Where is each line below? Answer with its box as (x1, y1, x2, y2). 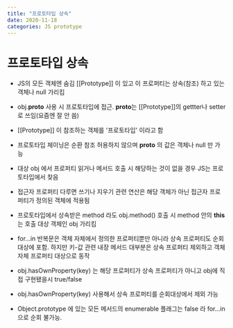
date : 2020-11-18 (7, 17, 58, 24)
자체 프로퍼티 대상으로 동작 (17, 252, 90, 260)
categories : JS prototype (7, 23, 82, 30)
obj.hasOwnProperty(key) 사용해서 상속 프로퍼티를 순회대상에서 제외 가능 (17, 290, 218, 298)
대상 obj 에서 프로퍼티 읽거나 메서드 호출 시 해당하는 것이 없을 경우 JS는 (17, 164, 212, 173)
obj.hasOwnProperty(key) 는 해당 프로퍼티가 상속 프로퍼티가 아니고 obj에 (17, 266, 218, 275)
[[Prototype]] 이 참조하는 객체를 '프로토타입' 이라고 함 (17, 126, 164, 135)
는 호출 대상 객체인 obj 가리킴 (17, 220, 97, 228)
